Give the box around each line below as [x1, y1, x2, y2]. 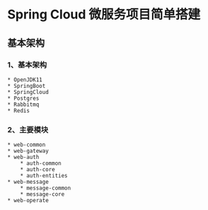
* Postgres [7, 95, 40, 102]
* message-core [20, 191, 65, 198]
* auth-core [20, 166, 55, 173]
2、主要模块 [7, 124, 49, 134]
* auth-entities [20, 173, 69, 180]
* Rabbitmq [7, 100, 40, 108]
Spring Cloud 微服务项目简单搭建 [7, 6, 201, 23]
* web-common [7, 141, 46, 148]
